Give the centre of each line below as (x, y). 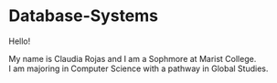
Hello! (20, 41)
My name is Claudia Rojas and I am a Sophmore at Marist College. (133, 58)
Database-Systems (84, 16)
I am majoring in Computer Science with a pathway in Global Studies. (138, 68)
